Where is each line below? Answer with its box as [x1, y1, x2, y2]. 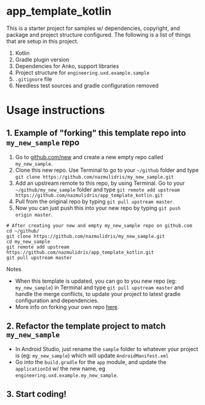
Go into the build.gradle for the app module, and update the [15, 358, 167, 365]
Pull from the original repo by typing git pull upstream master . [15, 198, 174, 205]
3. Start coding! [6, 389, 67, 399]
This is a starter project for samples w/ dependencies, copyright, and [6, 24, 180, 32]
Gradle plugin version [15, 56, 70, 63]
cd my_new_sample [6, 239, 51, 245]
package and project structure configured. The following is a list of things [6, 31, 191, 38]
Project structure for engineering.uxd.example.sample [15, 69, 149, 76]
